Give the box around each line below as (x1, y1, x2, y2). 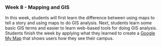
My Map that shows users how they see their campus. (5, 35, 114, 41)
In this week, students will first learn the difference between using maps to (5, 15, 155, 21)
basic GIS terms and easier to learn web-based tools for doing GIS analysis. (5, 25, 158, 31)
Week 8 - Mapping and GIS (5, 4, 70, 11)
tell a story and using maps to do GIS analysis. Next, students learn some (5, 20, 152, 26)
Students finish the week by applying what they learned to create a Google (5, 31, 155, 36)
